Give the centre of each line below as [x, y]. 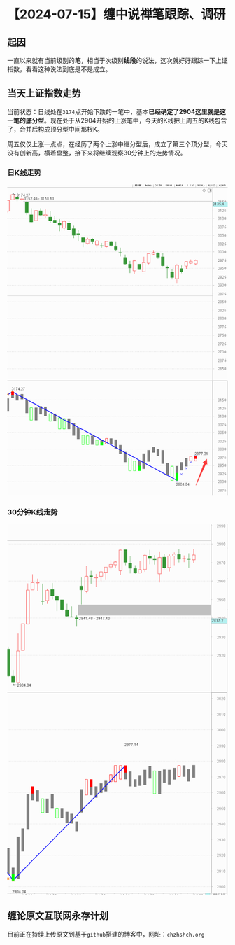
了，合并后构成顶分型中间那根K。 [55, 129]
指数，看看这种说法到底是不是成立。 [59, 69]
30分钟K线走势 [33, 512]
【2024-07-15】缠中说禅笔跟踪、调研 [116, 14]
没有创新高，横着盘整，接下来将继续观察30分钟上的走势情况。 [97, 153]
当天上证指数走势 [44, 93]
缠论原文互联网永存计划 [58, 916]
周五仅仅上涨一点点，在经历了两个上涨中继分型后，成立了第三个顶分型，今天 [117, 143]
